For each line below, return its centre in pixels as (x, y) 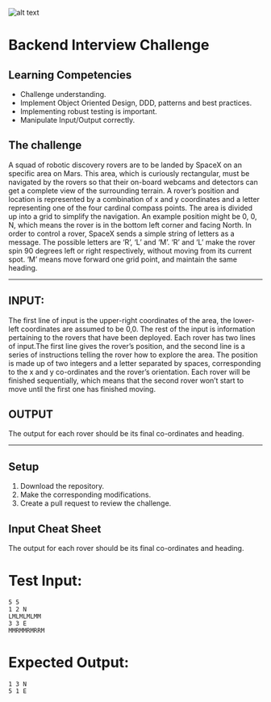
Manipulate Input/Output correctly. (77, 120)
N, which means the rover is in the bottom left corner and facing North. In (130, 225)
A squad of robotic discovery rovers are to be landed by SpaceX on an (125, 165)
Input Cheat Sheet (55, 529)
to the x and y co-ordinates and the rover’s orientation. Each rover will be (129, 372)
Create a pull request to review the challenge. (96, 503)
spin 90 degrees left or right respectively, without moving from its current (130, 250)
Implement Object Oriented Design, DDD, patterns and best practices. (136, 103)
